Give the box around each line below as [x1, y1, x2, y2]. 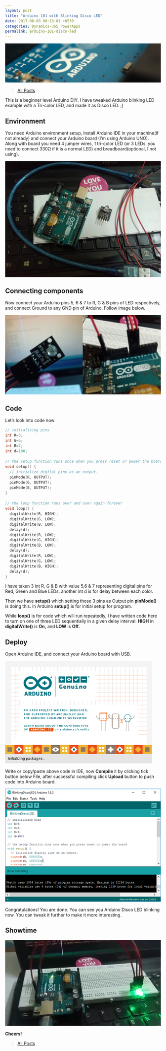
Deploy [5, 638, 28, 646]
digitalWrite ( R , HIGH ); [9, 511, 58, 516]
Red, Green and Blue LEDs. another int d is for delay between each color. [5, 588, 154, 594]
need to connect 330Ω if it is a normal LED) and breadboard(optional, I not [5, 145, 157, 151]
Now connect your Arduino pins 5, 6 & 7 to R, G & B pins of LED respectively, [5, 300, 161, 306]
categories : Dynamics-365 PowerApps [5, 24, 81, 29]
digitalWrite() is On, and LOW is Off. [5, 624, 80, 630]
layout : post [5, 8, 32, 13]
